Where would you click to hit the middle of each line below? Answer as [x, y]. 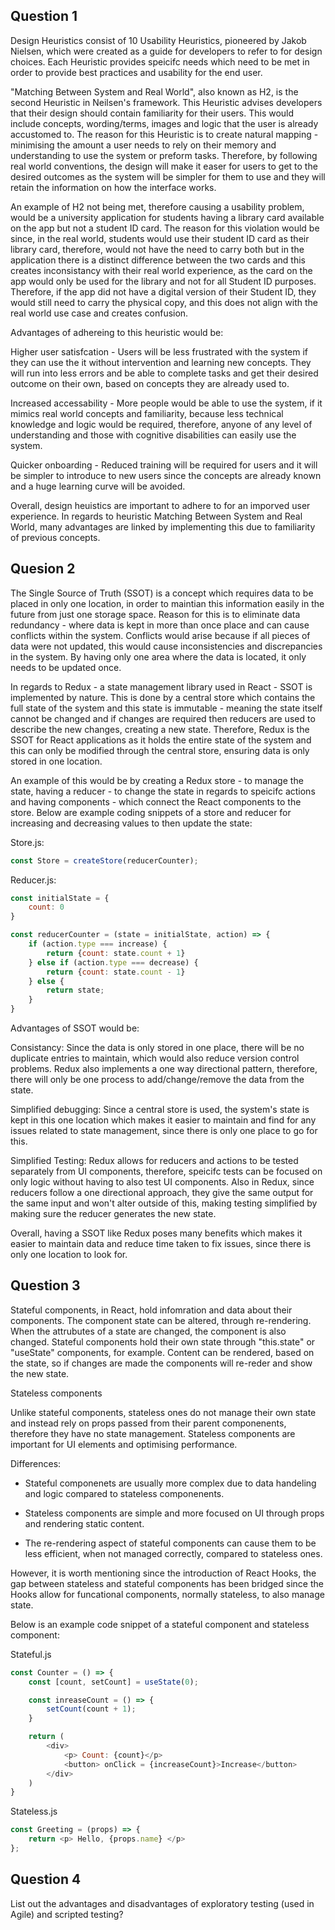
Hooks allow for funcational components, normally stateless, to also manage [167, 1594]
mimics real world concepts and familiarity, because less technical [147, 413]
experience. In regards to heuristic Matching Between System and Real [156, 516]
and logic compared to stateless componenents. [124, 1493]
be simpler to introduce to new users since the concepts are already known [166, 475]
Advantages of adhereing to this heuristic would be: [117, 332]
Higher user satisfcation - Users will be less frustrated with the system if [159, 351]
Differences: [36, 1463]
